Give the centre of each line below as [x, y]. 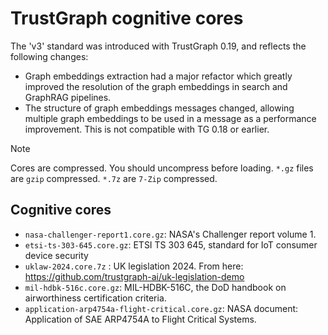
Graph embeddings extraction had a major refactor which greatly [158, 76]
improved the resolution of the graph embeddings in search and [156, 86]
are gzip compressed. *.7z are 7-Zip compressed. [114, 178]
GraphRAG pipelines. [68, 97]
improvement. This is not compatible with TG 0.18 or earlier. [147, 129]
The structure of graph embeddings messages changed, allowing [159, 108]
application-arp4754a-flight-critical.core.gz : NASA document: [161, 308]
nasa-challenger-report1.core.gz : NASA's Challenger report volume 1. [170, 234]
